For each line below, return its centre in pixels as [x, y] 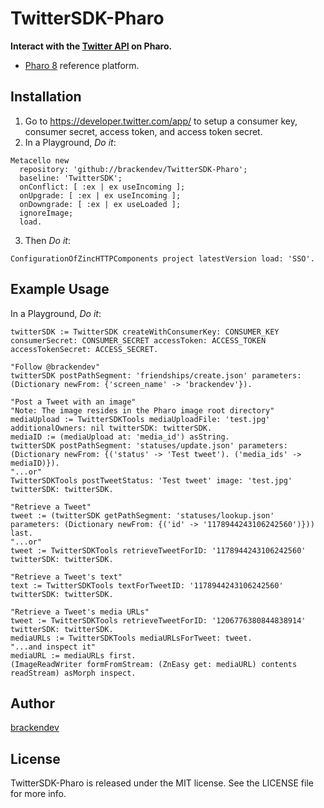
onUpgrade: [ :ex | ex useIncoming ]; [100, 195]
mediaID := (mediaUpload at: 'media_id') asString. [120, 437]
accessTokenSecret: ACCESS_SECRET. [84, 349]
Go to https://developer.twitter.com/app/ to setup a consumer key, [161, 121]
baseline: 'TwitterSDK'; [71, 178]
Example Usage [60, 289]
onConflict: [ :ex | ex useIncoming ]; [102, 187]
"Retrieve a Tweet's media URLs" [80, 612]
